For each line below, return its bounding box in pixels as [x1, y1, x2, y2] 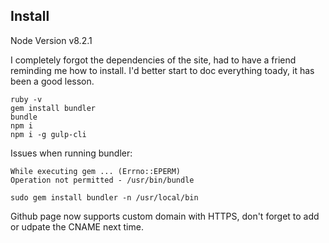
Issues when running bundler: [10, 147, 133, 159]
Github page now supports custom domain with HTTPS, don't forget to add [10, 210, 320, 222]
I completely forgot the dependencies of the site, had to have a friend [10, 54, 297, 66]
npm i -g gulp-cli [10, 129, 87, 139]
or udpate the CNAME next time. [10, 220, 144, 233]
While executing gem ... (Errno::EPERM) [10, 166, 182, 176]
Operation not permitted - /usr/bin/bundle [10, 175, 195, 185]
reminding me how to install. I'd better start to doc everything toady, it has [10, 64, 315, 76]
